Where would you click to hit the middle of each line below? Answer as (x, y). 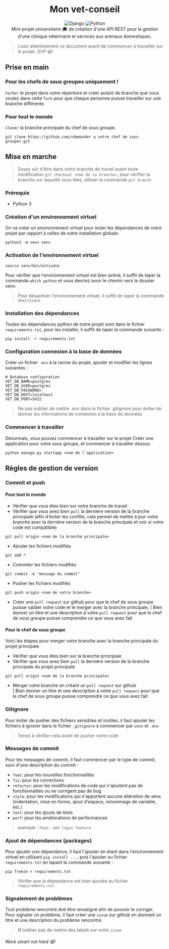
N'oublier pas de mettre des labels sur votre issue (70, 930)
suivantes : (16, 368)
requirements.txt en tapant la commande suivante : (59, 863)
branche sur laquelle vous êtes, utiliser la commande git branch (84, 179)
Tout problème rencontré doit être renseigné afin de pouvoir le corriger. (79, 910)
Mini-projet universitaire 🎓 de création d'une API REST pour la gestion (85, 29)
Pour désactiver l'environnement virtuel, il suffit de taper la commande (91, 296)
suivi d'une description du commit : (42, 765)
